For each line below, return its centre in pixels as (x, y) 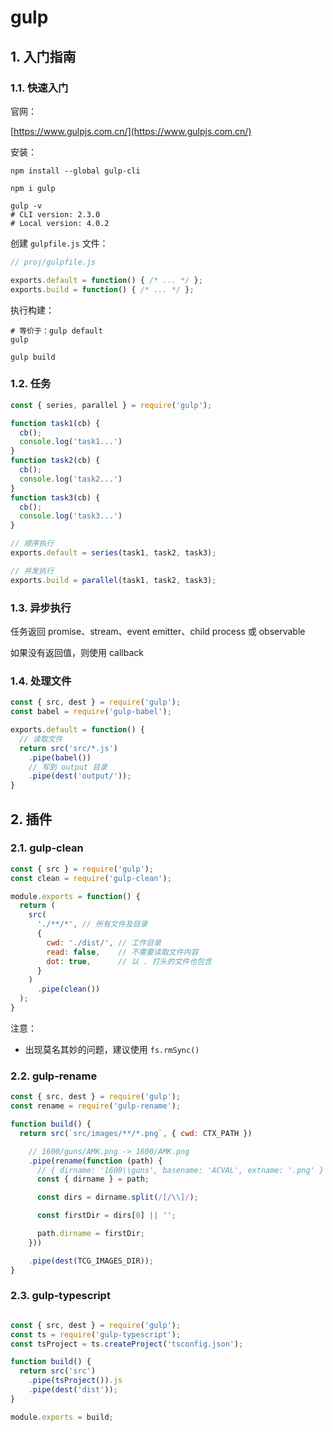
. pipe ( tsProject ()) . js (75, 1381)
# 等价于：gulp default (56, 331)
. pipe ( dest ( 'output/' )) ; (80, 776)
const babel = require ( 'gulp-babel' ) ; (91, 712)
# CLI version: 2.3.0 (55, 214)
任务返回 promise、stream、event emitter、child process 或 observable (158, 631)
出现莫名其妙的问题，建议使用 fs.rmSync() (112, 1049)
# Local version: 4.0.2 (60, 223)
